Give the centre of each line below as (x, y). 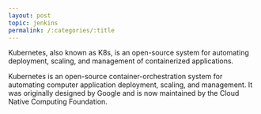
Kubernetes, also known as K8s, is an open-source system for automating (129, 53)
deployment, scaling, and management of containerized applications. (121, 61)
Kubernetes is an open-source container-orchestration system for (115, 77)
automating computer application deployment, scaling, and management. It (130, 85)
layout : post (30, 15)
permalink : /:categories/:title (61, 30)
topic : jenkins (33, 23)
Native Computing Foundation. (58, 102)
